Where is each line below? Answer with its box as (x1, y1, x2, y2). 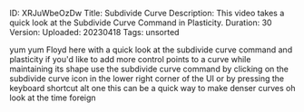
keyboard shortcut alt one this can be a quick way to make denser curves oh (9, 83, 296, 93)
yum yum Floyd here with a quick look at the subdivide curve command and (9, 44, 293, 55)
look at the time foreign (9, 92, 97, 103)
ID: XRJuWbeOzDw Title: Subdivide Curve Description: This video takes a (9, 8, 285, 18)
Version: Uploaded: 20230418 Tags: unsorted (9, 27, 180, 37)
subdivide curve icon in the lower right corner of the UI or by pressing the (9, 73, 285, 84)
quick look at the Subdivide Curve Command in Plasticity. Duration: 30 (9, 17, 272, 28)
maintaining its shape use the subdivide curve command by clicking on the (9, 63, 289, 74)
